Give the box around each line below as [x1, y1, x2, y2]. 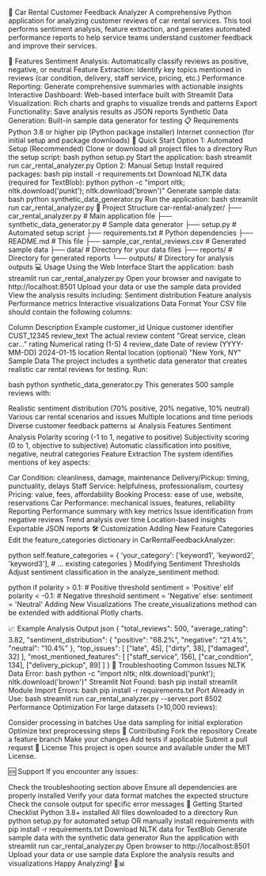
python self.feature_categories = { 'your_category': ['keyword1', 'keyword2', [8, 551, 255, 559]
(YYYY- [218, 339, 244, 348]
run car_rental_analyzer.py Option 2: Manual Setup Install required [8, 161, 224, 170]
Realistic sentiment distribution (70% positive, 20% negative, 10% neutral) [8, 404, 250, 413]
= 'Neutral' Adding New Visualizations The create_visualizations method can [8, 600, 257, 609]
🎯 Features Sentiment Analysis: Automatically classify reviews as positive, [8, 56, 249, 66]
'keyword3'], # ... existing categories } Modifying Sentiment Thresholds [8, 559, 241, 568]
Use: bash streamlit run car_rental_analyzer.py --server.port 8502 [8, 694, 222, 703]
